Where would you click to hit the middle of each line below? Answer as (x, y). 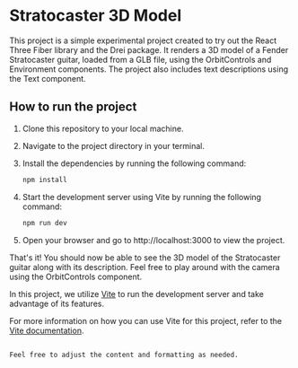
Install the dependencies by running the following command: (134, 163)
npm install (44, 180)
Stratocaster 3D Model (96, 16)
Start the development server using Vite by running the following (142, 197)
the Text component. (48, 78)
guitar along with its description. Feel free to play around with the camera (145, 267)
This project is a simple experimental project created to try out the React (143, 40)
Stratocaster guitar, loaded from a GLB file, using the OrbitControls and (140, 59)
